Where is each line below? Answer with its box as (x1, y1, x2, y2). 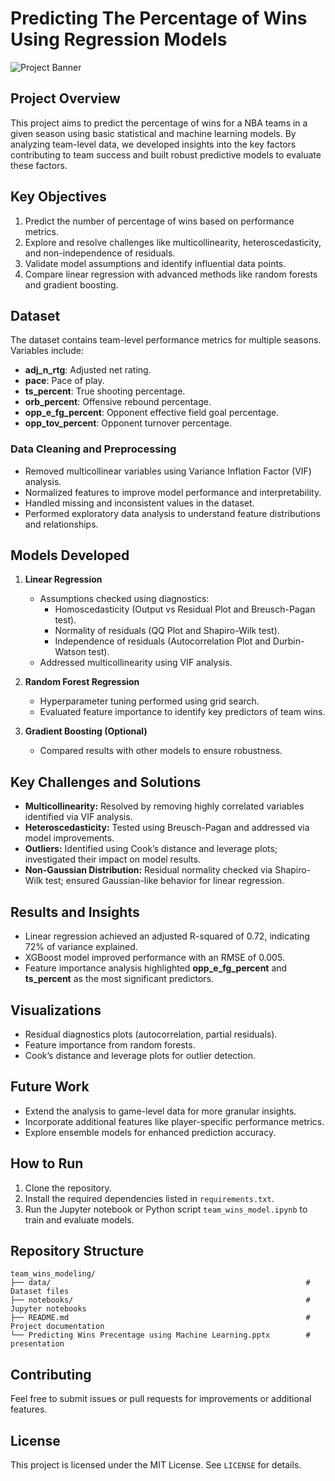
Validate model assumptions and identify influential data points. (24, 257, 287, 269)
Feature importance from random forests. (24, 1038, 196, 1051)
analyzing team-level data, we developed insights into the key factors (10, 138, 297, 150)
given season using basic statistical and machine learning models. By (10, 127, 297, 139)
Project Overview (10, 90, 121, 107)
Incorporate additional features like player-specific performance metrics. (24, 1115, 325, 1127)
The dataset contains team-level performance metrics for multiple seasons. (10, 334, 322, 346)
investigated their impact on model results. (24, 853, 201, 866)
